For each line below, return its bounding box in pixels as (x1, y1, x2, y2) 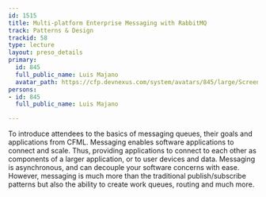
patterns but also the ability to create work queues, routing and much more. (8, 180, 255, 189)
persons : (8, 85, 37, 94)
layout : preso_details (8, 48, 83, 56)
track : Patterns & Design (8, 26, 93, 34)
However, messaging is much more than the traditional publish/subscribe (8, 172, 247, 181)
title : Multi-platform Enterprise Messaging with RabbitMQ (8, 19, 207, 27)
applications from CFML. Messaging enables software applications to (8, 137, 234, 147)
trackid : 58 (8, 33, 47, 42)
